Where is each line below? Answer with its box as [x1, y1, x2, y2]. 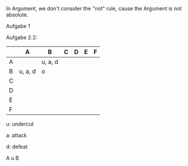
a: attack [6, 132, 27, 138]
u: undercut [6, 120, 34, 127]
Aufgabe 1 [6, 23, 30, 29]
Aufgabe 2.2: [6, 34, 37, 40]
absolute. [6, 11, 29, 18]
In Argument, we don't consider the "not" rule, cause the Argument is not [6, 5, 182, 12]
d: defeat [6, 143, 28, 150]
